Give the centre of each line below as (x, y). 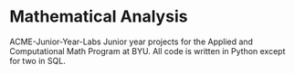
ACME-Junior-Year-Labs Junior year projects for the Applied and (132, 42)
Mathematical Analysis (99, 17)
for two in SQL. (37, 60)
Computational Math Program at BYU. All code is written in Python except (147, 51)
